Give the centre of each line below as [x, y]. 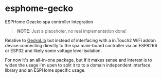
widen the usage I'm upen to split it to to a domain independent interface [78, 65]
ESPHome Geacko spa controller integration [49, 22]
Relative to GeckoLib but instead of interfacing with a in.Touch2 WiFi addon [81, 40]
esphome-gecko [39, 8]
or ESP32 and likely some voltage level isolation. [54, 51]
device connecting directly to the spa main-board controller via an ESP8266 [81, 45]
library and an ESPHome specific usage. [45, 70]
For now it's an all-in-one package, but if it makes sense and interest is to [79, 60]
